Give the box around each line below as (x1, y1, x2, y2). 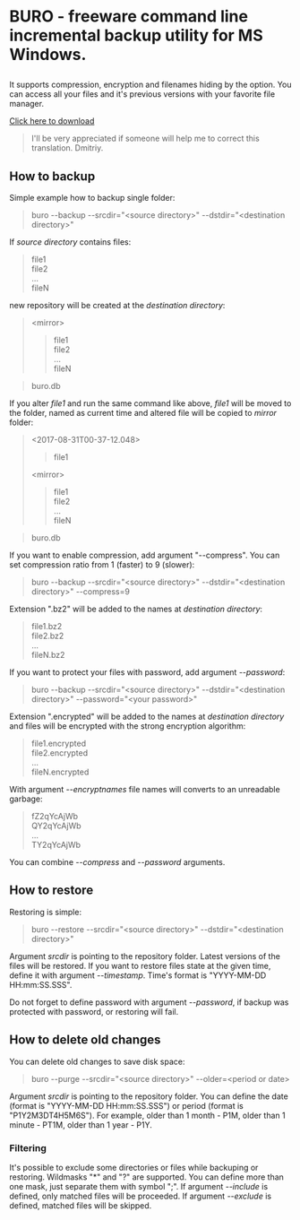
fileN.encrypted (30, 766, 90, 777)
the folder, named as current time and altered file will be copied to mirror (9, 408, 278, 418)
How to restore (9, 883, 94, 898)
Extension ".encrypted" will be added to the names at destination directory (9, 711, 285, 722)
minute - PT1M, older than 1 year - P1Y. (9, 1119, 152, 1130)
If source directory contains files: (9, 237, 132, 247)
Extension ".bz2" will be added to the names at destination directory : (9, 603, 262, 614)
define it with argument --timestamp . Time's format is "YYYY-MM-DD (9, 970, 267, 981)
